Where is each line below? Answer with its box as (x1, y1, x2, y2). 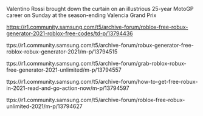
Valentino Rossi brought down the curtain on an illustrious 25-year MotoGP (6, 5, 194, 12)
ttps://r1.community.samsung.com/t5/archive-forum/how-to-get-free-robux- (6, 78, 198, 85)
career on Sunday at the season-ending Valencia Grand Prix (6, 12, 157, 19)
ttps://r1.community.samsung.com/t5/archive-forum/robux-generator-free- (6, 42, 194, 49)
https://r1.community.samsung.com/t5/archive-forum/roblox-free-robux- (6, 24, 188, 30)
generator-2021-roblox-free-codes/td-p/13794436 (6, 30, 133, 37)
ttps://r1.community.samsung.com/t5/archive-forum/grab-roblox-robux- (6, 60, 187, 67)
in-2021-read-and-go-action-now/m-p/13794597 (6, 84, 129, 92)
